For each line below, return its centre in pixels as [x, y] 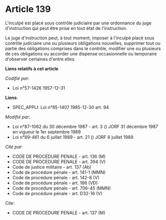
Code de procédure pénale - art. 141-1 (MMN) [59, 172]
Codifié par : [17, 78]
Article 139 [28, 9]
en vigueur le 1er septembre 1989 [46, 132]
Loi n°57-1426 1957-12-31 [39, 88]
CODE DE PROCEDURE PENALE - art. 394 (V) [59, 162]
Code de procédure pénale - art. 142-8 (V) [56, 177]
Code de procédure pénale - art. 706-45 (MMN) [61, 188]
